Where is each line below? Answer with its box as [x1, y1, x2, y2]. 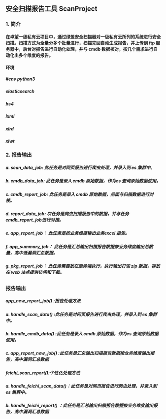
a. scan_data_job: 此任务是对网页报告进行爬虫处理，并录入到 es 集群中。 [5, 164, 155, 170]
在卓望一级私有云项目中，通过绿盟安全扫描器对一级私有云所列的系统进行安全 [5, 33, 161, 39]
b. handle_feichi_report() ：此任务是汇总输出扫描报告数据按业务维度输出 [5, 403, 154, 409]
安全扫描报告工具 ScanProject [5, 4, 98, 13]
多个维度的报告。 [18, 52, 53, 58]
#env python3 [5, 76, 35, 82]
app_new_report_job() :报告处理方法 [5, 298, 81, 304]
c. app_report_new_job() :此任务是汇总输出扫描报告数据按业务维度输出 [5, 350, 151, 356]
